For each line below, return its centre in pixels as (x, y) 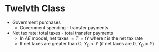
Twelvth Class (35, 9)
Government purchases (36, 22)
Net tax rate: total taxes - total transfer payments (63, 33)
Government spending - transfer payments (64, 27)
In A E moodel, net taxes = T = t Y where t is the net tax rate (81, 38)
